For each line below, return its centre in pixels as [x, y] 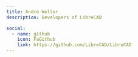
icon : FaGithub [36, 40]
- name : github [31, 34]
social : [16, 28]
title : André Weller [33, 12]
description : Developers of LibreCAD [54, 17]
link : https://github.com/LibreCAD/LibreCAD [74, 45]
